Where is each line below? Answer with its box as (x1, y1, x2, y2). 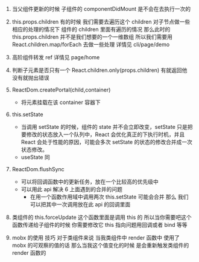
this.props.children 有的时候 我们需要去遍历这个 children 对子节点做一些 (11, 18, 191, 25)
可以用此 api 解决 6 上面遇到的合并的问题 (21, 186, 122, 192)
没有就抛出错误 (11, 74, 49, 81)
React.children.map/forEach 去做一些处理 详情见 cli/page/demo (11, 41, 170, 48)
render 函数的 (11, 249, 46, 256)
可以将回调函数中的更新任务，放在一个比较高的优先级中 (21, 178, 159, 185)
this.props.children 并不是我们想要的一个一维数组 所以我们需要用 (11, 33, 173, 41)
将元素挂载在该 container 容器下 (21, 99, 101, 106)
